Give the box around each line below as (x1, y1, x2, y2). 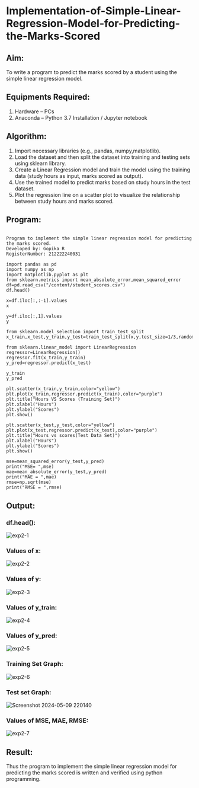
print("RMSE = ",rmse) (6, 484, 62, 490)
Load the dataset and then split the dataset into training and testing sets (14, 153, 191, 161)
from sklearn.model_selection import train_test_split (6, 329, 145, 335)
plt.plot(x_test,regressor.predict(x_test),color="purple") (6, 428, 158, 433)
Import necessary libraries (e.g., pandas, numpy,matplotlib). (14, 147, 161, 154)
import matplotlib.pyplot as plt (6, 272, 89, 278)
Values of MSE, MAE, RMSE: (6, 716, 89, 725)
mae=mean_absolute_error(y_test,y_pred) (6, 469, 108, 475)
